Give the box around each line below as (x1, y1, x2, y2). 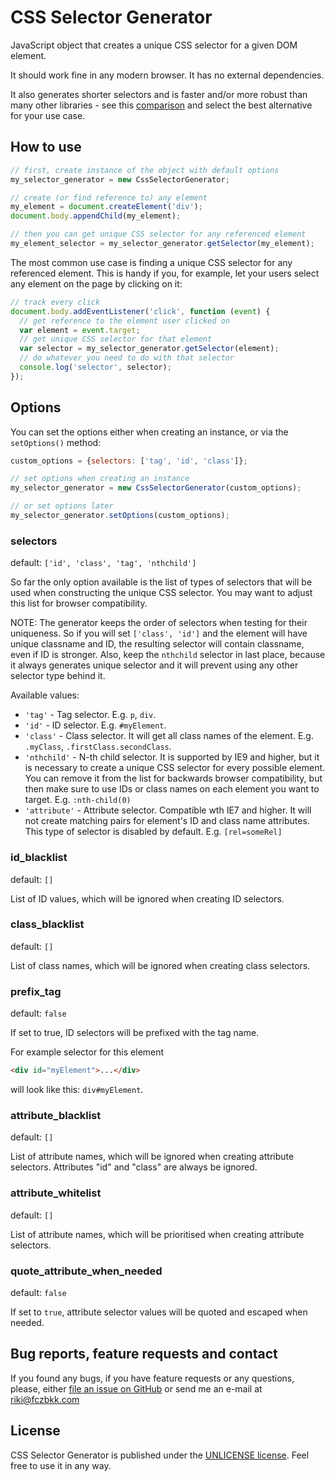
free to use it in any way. (10, 1459, 112, 1471)
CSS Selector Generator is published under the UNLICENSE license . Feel (10, 1449, 310, 1461)
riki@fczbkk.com (10, 1393, 80, 1405)
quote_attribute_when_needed (10, 1264, 163, 1278)
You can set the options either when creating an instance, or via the (10, 426, 289, 438)
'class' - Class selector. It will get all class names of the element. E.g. (24, 730, 314, 742)
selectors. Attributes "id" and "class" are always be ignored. (10, 1161, 258, 1173)
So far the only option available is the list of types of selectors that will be (10, 576, 313, 588)
